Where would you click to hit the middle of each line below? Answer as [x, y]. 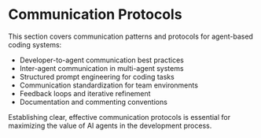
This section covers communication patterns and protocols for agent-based [131, 36]
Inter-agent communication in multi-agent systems [101, 68]
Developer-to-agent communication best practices [102, 60]
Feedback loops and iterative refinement [85, 93]
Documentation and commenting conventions [93, 102]
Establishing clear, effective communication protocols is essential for [119, 117]
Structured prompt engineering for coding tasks [97, 76]
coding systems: [35, 44]
